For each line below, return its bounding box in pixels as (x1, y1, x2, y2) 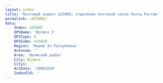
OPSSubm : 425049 (14, 39, 48, 44)
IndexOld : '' (14, 71, 41, 76)
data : (5, 21, 16, 26)
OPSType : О (14, 35, 36, 40)
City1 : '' (14, 62, 34, 66)
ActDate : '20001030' (14, 66, 56, 71)
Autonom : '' (14, 48, 38, 53)
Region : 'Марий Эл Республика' (14, 43, 78, 48)
